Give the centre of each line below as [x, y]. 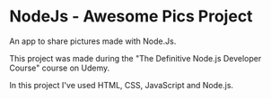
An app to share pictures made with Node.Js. [93, 41]
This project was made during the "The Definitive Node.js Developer [135, 58]
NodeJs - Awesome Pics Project [131, 16]
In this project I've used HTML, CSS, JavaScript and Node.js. [122, 85]
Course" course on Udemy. [60, 68]
